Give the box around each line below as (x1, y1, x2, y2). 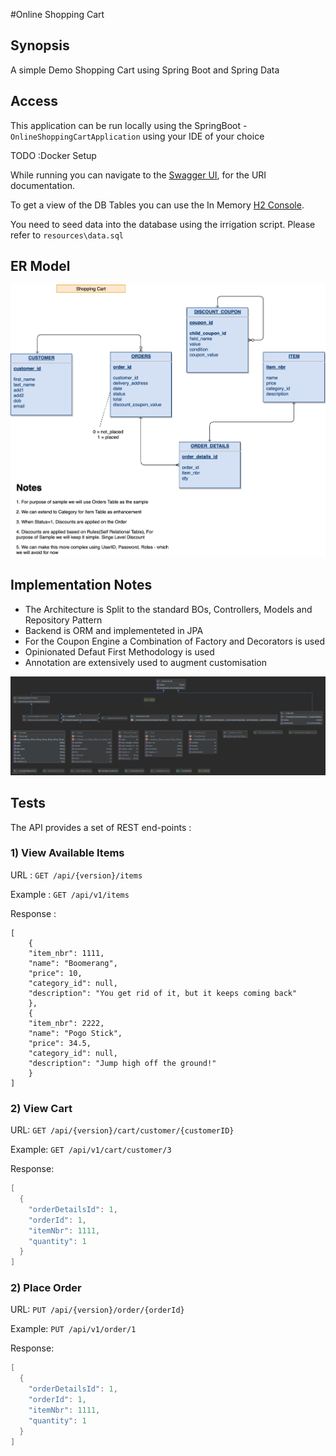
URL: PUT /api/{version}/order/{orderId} (10, 1304, 185, 1316)
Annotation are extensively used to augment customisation (24, 656, 268, 668)
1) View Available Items (10, 846, 125, 860)
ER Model (10, 258, 71, 275)
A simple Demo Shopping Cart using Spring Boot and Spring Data (10, 64, 280, 76)
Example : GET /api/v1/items (10, 888, 130, 900)
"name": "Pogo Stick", (28, 1028, 123, 1038)
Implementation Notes (10, 577, 153, 594)
